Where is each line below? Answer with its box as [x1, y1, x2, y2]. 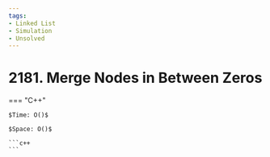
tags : [8, 11, 27, 20]
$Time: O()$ [8, 111, 49, 119]
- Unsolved [8, 34, 45, 43]
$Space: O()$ [8, 126, 53, 134]
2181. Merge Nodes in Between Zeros [8, 69, 263, 87]
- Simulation [8, 27, 53, 35]
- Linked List [8, 19, 57, 27]
